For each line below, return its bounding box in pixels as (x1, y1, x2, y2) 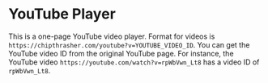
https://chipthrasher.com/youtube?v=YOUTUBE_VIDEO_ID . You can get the (8, 39, 250, 49)
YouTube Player (8, 5, 116, 23)
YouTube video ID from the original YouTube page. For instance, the (8, 48, 234, 58)
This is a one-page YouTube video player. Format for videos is (8, 31, 215, 41)
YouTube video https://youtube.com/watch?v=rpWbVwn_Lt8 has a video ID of (8, 57, 260, 67)
